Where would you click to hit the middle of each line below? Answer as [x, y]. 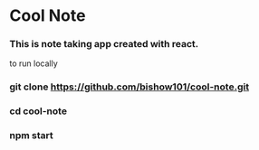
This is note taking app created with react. [104, 44]
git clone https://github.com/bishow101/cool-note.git [129, 87]
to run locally [34, 63]
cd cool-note [38, 111]
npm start [32, 136]
